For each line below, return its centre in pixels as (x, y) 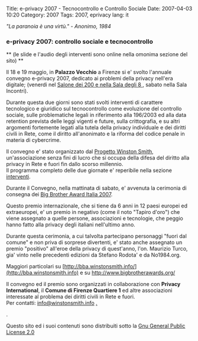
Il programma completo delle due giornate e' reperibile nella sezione (89, 170)
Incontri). (17, 91)
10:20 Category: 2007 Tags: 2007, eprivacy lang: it (67, 15)
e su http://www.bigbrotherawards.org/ (127, 273)
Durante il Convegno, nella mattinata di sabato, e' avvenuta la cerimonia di (97, 188)
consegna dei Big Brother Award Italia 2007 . (59, 194)
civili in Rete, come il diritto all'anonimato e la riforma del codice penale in (95, 134)
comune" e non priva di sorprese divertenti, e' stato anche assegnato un (94, 242)
